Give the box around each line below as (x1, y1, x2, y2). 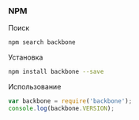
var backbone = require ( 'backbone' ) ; (8, 97, 133, 105)
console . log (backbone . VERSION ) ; (8, 104, 115, 112)
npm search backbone (8, 38, 77, 46)
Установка (8, 53, 43, 62)
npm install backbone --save (8, 68, 104, 76)
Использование (8, 82, 62, 92)
